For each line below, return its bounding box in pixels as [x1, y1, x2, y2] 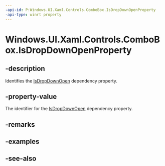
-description [5, 64, 45, 73]
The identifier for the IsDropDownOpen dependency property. [5, 106, 133, 112]
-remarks [5, 120, 35, 129]
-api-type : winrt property [5, 12, 62, 17]
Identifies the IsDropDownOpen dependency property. [5, 77, 118, 84]
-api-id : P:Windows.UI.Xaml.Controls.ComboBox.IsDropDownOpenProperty [5, 7, 156, 13]
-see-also [5, 154, 37, 163]
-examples [5, 137, 40, 146]
